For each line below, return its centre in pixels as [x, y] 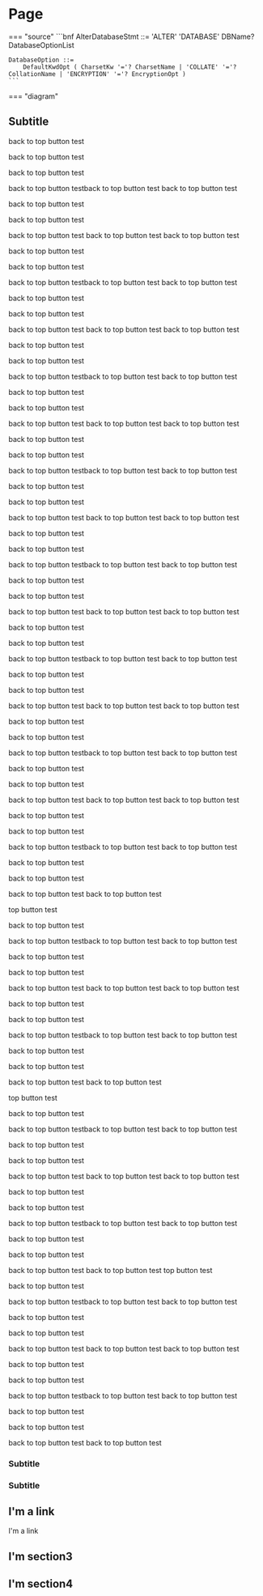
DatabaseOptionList [41, 45]
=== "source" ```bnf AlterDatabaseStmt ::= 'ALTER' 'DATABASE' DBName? [131, 36]
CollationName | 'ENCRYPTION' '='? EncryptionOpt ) [97, 74]
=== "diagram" [34, 96]
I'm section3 [40, 1556]
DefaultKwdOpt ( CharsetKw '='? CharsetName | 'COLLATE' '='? [130, 67]
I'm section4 [41, 1584]
